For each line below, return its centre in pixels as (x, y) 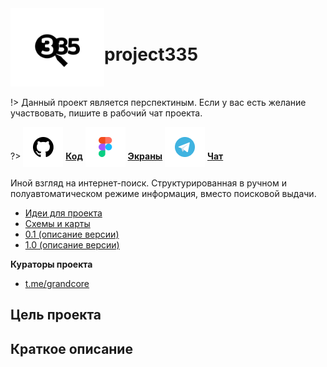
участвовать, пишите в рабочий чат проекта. (106, 113)
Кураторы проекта (51, 264)
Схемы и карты (57, 223)
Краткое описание (71, 348)
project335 (151, 54)
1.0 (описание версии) (72, 245)
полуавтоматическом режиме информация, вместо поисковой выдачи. (163, 193)
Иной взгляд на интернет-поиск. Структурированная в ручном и (148, 183)
